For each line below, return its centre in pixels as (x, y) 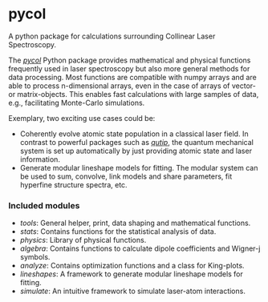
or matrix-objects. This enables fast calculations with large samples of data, (134, 94)
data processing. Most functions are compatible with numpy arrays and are (132, 77)
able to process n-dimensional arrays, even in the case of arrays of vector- (132, 86)
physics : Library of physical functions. (83, 240)
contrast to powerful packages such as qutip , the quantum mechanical (137, 142)
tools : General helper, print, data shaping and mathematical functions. (135, 223)
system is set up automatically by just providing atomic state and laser (136, 151)
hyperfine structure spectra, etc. (73, 184)
